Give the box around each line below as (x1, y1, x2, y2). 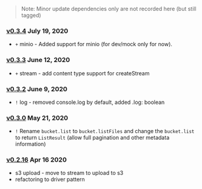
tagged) (21, 12, 41, 19)
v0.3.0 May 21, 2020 (6, 114, 69, 122)
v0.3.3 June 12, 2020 (6, 56, 70, 64)
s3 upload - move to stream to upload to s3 (15, 170, 124, 177)
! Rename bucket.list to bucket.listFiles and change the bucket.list (15, 128, 195, 135)
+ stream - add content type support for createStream (15, 69, 150, 77)
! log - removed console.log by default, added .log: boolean (15, 98, 165, 106)
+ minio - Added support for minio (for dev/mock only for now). (15, 41, 173, 48)
